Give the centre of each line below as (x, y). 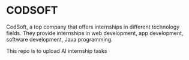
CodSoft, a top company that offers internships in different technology (93, 27)
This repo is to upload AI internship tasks (57, 50)
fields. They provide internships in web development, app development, (95, 33)
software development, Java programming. (59, 39)
